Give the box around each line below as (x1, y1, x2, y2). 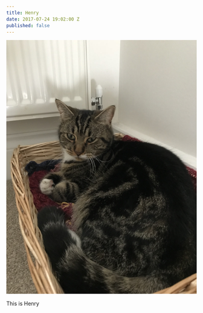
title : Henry (6, 10, 39, 16)
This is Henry (6, 300, 39, 308)
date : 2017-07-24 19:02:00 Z (6, 16, 80, 22)
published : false (6, 22, 50, 28)
